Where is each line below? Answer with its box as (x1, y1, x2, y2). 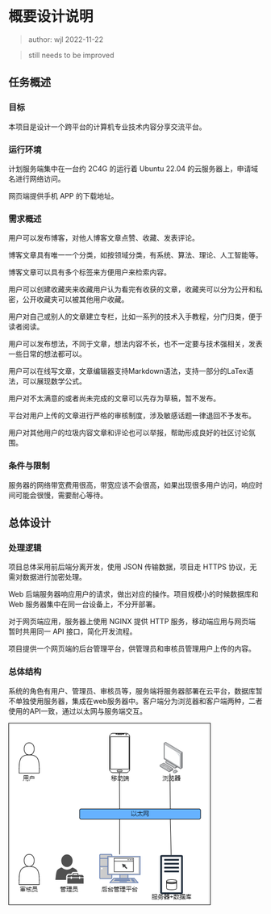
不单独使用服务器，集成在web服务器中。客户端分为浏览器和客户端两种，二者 (8, 696, 263, 706)
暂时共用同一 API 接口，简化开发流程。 (8, 627, 137, 636)
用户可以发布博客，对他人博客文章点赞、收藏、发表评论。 (8, 233, 199, 243)
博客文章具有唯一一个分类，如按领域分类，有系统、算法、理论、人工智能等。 (8, 250, 263, 260)
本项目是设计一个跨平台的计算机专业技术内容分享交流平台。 (8, 122, 206, 132)
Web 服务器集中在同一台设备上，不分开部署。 (8, 599, 160, 610)
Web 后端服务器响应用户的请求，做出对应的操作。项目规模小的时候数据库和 (8, 589, 259, 599)
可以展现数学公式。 (22, 376, 86, 386)
